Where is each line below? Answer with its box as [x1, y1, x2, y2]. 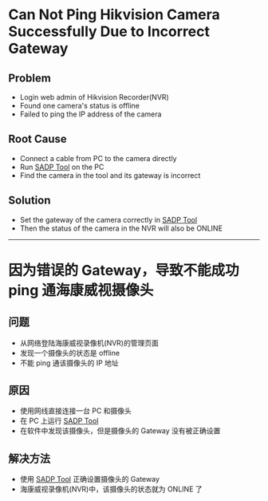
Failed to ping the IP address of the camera [19, 109, 162, 119]
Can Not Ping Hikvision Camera [8, 6, 221, 24]
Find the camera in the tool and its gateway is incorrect [19, 170, 201, 180]
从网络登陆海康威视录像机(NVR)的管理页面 [19, 337, 160, 348]
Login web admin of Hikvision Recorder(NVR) [19, 93, 169, 101]
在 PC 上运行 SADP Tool [19, 416, 99, 426]
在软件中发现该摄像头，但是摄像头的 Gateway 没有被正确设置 [19, 426, 221, 436]
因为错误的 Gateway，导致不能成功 [8, 261, 239, 279]
